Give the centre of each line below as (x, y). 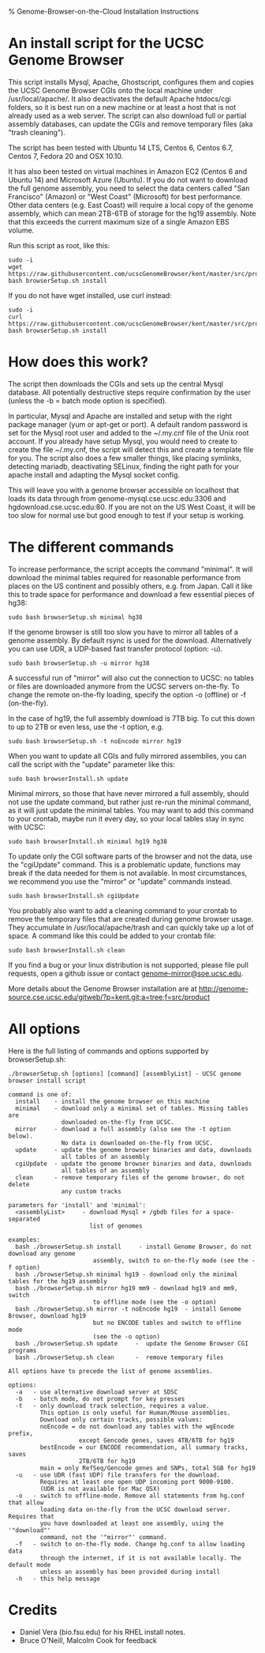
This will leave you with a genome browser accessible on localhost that (123, 490)
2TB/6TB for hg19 (107, 1461)
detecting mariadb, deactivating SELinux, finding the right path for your (124, 466)
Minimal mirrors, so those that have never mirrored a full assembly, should (129, 793)
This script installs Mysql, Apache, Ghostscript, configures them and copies (131, 81)
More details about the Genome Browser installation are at (103, 988)
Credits (33, 1610)
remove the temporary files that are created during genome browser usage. (131, 919)
